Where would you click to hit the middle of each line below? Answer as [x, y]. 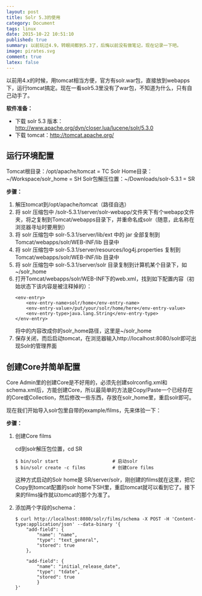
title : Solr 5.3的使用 [33, 17]
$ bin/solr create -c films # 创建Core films [84, 468]
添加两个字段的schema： [46, 508]
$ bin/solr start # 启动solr [76, 461]
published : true [27, 40]
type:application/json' [45, 525]
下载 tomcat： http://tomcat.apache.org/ [65, 135]
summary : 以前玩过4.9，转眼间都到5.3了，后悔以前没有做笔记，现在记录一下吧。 [94, 46]
